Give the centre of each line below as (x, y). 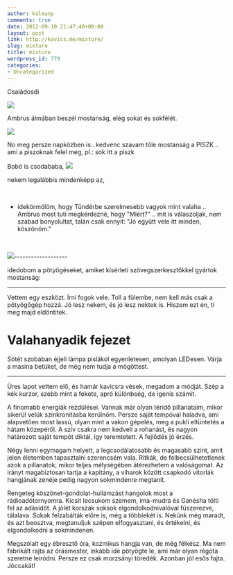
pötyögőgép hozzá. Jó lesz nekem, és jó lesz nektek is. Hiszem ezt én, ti (111, 305)
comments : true (29, 20)
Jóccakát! (21, 566)
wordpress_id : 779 (34, 59)
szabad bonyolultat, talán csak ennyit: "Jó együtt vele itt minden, (109, 221)
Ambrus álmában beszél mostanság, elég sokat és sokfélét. (92, 118)
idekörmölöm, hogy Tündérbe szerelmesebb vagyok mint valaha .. (112, 206)
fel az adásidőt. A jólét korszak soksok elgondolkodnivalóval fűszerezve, (111, 508)
